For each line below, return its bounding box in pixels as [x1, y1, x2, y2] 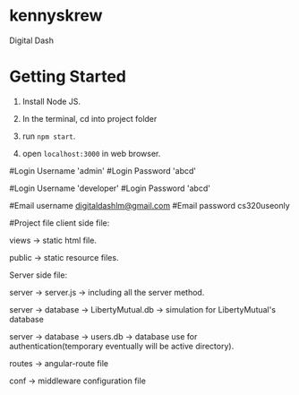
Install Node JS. [21, 96, 81, 107]
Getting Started [9, 66, 127, 87]
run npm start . [21, 131, 76, 142]
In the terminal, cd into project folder [21, 113, 158, 124]
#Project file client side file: [9, 217, 110, 228]
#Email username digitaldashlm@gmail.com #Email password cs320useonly [9, 200, 291, 210]
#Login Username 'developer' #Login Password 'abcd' [9, 183, 210, 193]
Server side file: [9, 270, 68, 280]
